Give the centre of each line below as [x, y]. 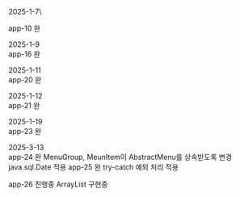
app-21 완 [24, 105]
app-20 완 [25, 80]
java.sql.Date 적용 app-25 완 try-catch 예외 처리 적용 [94, 167]
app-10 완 [24, 28]
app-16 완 [24, 54]
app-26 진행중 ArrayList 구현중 [58, 184]
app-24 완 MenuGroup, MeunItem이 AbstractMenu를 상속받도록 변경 [120, 157]
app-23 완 [25, 131]
